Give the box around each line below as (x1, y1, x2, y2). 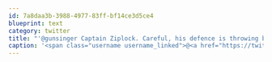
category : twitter (8, 27, 70, 35)
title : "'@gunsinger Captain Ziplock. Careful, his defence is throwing (8, 34, 259, 43)
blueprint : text (8, 19, 63, 27)
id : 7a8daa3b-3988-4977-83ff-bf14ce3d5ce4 (8, 11, 154, 20)
